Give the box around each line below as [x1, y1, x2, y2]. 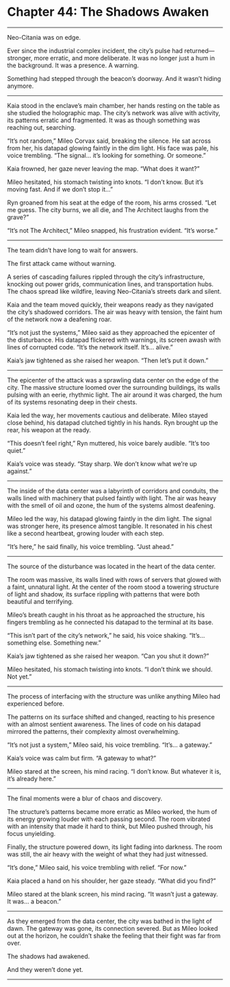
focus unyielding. [7, 829, 56, 837]
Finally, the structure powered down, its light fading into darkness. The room [7, 842, 222, 851]
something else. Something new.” [7, 638, 101, 647]
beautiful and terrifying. [7, 597, 74, 605]
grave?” [7, 213, 29, 221]
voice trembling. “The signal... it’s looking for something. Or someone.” [7, 151, 207, 159]
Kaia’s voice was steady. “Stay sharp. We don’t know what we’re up [7, 459, 197, 467]
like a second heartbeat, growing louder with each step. [7, 529, 164, 537]
